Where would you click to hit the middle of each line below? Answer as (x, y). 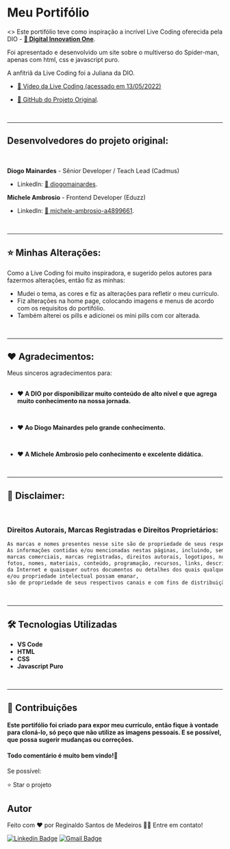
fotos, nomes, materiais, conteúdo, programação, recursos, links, (105, 564)
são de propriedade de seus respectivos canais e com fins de (98, 582)
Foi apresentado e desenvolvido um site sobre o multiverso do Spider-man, (113, 52)
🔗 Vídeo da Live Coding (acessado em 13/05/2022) (89, 86)
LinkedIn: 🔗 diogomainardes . (57, 184)
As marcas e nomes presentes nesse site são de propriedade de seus (107, 544)
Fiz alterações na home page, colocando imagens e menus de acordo (115, 301)
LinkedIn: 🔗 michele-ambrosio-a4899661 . (76, 210)
